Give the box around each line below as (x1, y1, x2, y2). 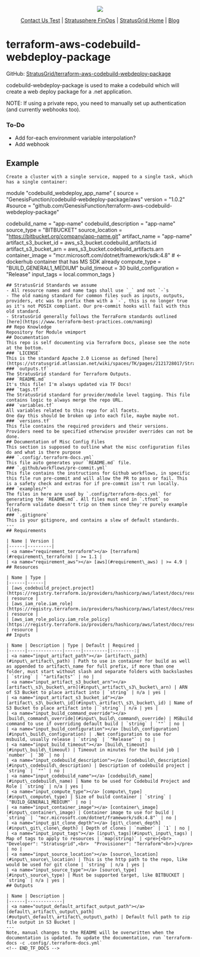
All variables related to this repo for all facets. (6, 408, 140, 414)
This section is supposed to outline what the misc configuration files (6, 444, 190, 450)
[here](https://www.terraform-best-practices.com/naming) (6, 319, 153, 325)
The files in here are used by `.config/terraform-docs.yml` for (6, 491, 171, 498)
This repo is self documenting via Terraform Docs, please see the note (6, 340, 190, 346)
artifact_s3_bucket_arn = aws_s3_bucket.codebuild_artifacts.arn (6, 245, 164, 253)
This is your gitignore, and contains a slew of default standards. (6, 517, 180, 523)
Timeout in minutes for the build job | (78, 747, 180, 753)
